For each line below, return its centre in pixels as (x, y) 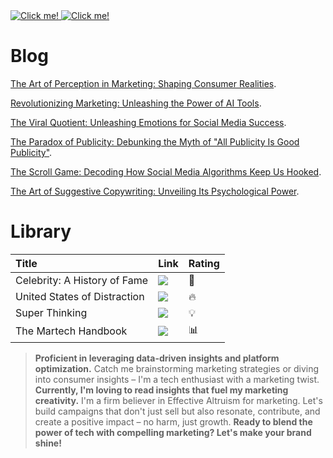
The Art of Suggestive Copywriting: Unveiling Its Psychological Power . (155, 191)
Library (41, 231)
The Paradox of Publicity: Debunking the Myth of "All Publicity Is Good (155, 141)
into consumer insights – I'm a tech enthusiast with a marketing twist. (177, 379)
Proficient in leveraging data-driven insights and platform (157, 358)
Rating (204, 263)
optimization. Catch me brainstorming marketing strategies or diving (177, 368)
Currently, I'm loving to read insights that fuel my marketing (161, 390)
